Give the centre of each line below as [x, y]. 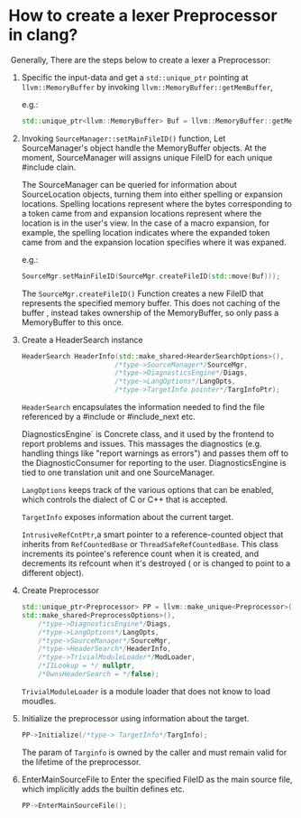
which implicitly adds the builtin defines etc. [103, 789]
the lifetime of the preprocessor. [81, 762]
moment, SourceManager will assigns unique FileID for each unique [147, 157]
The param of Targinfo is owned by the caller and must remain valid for [154, 752]
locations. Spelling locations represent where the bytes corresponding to [156, 203]
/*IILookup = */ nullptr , [87, 666]
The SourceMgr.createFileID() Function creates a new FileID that [142, 293]
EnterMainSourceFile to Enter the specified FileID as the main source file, [157, 779]
